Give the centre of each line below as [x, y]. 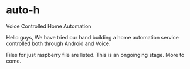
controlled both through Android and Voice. [58, 43]
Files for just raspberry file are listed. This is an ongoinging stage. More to [95, 55]
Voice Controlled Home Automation [49, 26]
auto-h [23, 10]
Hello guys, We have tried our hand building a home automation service [92, 37]
